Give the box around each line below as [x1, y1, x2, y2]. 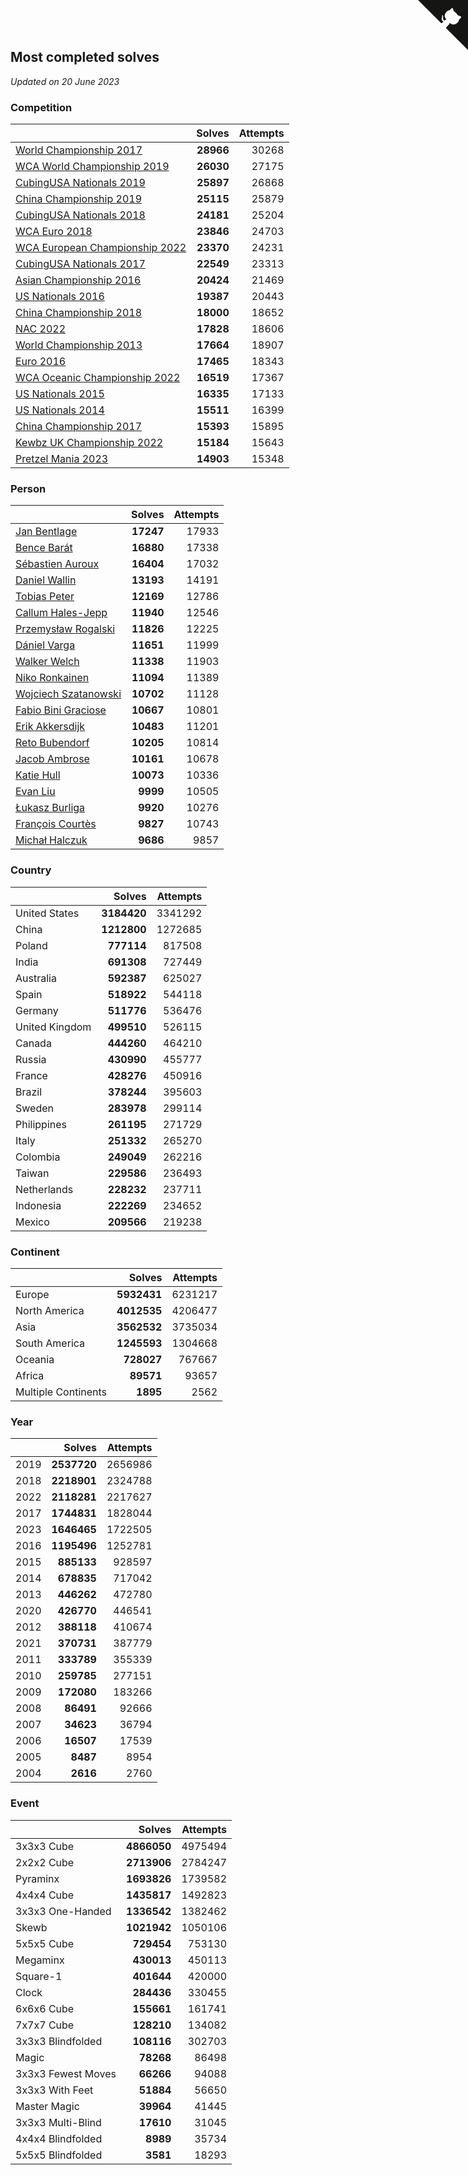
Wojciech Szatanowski [15, 687, 122, 701]
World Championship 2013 [15, 338, 143, 352]
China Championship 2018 [15, 306, 142, 320]
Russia [15, 1052, 47, 1066]
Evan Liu [15, 785, 56, 799]
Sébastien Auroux [15, 557, 100, 571]
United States [15, 906, 80, 920]
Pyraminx [15, 1871, 60, 1885]
